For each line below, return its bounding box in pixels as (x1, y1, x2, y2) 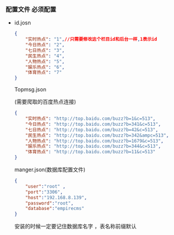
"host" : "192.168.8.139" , (25, 194, 87, 200)
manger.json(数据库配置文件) (14, 166, 86, 174)
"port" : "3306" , (25, 189, 63, 195)
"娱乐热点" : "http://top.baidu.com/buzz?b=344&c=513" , (25, 143, 161, 150)
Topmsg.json (14, 86, 47, 93)
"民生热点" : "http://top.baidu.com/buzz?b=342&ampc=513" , (25, 132, 169, 138)
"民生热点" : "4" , (25, 52, 65, 59)
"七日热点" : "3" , (25, 47, 65, 53)
